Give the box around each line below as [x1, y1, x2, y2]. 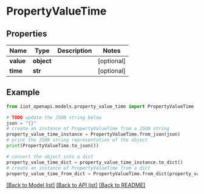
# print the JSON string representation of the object [6, 137, 148, 144]
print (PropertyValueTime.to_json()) [6, 143, 99, 149]
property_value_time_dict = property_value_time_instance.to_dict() [6, 159, 183, 165]
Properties [6, 29, 47, 39]
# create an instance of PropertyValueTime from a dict [6, 165, 151, 171]
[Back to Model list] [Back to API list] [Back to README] [6, 181, 146, 189]
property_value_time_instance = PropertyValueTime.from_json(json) [6, 131, 181, 137]
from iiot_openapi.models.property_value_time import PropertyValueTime [6, 103, 194, 109]
